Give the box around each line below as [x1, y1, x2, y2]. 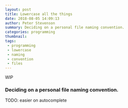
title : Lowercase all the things [5, 12, 73, 16]
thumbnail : [5, 34, 27, 39]
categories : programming [5, 30, 55, 34]
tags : [5, 39, 16, 44]
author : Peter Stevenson [5, 20, 55, 26]
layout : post [5, 7, 32, 12]
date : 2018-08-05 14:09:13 [5, 16, 60, 21]
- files [7, 61, 23, 66]
